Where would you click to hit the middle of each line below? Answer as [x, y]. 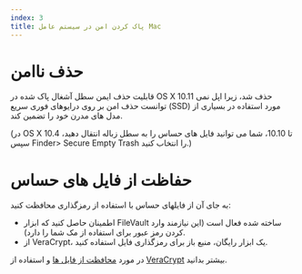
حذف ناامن [47, 71]
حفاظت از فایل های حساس [101, 180]
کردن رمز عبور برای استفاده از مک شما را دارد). [104, 232]
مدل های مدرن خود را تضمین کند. [67, 116]
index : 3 [27, 18]
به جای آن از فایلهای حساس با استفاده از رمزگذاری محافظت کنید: [121, 205]
